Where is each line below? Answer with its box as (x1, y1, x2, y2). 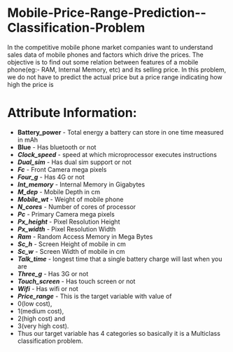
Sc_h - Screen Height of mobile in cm (17, 240, 126, 248)
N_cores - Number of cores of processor (17, 202, 136, 211)
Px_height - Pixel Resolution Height (17, 217, 120, 226)
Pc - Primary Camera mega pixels (17, 210, 115, 218)
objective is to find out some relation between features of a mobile (7, 57, 199, 66)
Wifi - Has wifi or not (17, 284, 78, 292)
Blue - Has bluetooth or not (17, 142, 97, 151)
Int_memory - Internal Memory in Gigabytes (17, 180, 146, 189)
